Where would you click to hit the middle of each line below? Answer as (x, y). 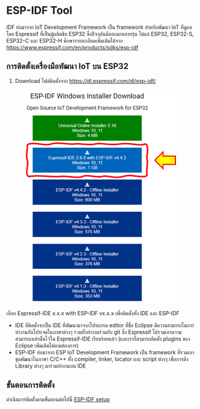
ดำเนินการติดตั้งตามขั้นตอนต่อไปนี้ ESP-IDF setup (58, 399)
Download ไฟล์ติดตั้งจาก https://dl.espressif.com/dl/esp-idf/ (85, 81)
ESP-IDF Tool (39, 11)
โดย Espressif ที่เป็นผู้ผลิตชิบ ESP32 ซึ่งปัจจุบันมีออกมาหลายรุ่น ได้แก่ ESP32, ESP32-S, (100, 34)
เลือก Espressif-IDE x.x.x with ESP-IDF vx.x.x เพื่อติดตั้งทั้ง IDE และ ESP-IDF (93, 313)
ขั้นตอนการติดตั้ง (31, 385)
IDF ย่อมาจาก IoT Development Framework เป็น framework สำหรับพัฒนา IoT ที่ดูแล (99, 27)
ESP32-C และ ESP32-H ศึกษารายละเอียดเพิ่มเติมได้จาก (65, 40)
